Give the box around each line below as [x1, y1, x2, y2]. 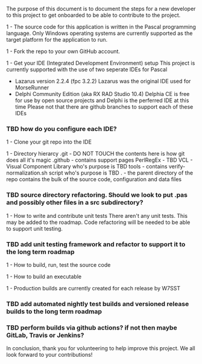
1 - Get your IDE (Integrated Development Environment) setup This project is [6, 60, 195, 66]
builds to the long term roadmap [6, 307, 103, 316]
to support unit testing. [6, 225, 63, 232]
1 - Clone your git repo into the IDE [6, 138, 92, 145]
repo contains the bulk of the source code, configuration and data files [6, 176, 182, 183]
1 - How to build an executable [6, 273, 82, 280]
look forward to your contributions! [6, 351, 93, 359]
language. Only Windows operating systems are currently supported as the [6, 30, 193, 37]
